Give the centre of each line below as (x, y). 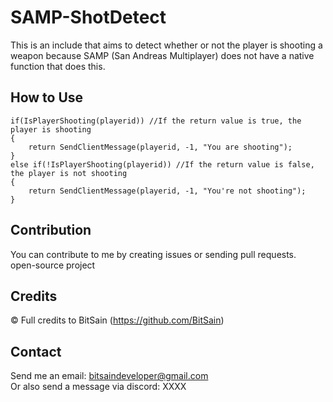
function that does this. (58, 66)
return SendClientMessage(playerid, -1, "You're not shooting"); (167, 191)
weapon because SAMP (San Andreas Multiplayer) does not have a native (162, 55)
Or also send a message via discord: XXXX (98, 387)
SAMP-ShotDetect (88, 17)
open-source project (53, 265)
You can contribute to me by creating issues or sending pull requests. (153, 254)
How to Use (47, 97)
